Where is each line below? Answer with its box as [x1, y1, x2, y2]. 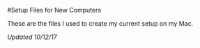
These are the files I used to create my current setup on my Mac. [7, 19, 194, 27]
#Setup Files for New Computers [7, 6, 102, 14]
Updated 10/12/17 [7, 33, 57, 41]
